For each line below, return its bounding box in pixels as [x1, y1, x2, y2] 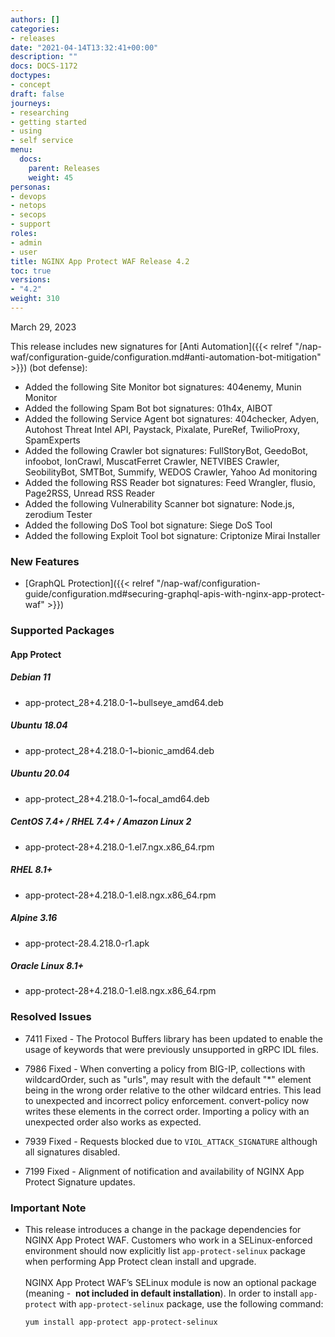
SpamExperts [24, 434, 81, 446]
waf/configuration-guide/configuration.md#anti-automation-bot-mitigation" [10, 351, 322, 363]
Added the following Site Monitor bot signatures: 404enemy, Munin [24, 381, 302, 393]
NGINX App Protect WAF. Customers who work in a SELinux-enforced [24, 1234, 313, 1246]
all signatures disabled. [24, 1146, 121, 1158]
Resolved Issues [10, 1010, 92, 1024]
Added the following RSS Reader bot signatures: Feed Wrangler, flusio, [24, 476, 317, 488]
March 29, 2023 [10, 321, 77, 333]
